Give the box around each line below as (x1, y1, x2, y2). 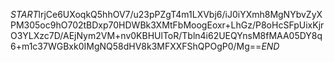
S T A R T (10, 9, 39, 20)
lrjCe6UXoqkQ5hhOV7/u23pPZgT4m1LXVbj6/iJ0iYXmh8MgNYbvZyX (38, 9, 323, 20)
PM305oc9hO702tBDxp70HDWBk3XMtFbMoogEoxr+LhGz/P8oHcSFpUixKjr (10, 19, 325, 31)
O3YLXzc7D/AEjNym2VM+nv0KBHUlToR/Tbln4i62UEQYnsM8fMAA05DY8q (10, 30, 323, 41)
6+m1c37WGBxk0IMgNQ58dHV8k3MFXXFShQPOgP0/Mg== (10, 40, 262, 52)
